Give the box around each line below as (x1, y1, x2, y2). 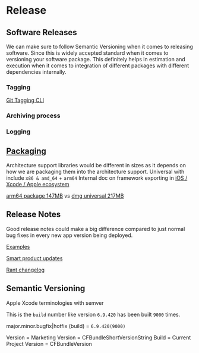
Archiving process (6, 111, 61, 120)
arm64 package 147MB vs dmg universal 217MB (6, 192, 124, 199)
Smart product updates (6, 254, 63, 262)
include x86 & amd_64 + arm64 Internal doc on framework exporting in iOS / (6, 174, 188, 182)
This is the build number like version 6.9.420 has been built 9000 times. (6, 311, 181, 318)
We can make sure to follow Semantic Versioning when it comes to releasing (6, 43, 193, 50)
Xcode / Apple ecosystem (6, 180, 70, 188)
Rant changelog (6, 266, 45, 273)
